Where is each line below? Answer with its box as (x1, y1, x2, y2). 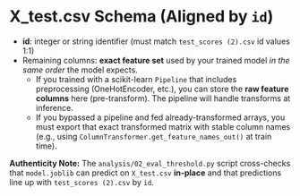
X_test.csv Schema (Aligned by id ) (9, 6, 274, 27)
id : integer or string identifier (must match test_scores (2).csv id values (21, 36, 291, 47)
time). (35, 141, 57, 151)
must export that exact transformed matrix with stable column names (35, 121, 291, 132)
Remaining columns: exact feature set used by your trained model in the (21, 55, 290, 65)
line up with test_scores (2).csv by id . (9, 176, 155, 187)
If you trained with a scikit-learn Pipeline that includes (35, 73, 237, 84)
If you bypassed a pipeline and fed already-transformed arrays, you (35, 112, 286, 123)
